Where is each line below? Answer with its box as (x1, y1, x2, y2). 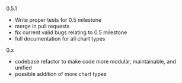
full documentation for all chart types (14, 35, 106, 42)
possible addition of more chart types (14, 71, 107, 77)
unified (14, 64, 33, 71)
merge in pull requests (14, 23, 70, 29)
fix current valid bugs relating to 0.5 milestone (14, 29, 127, 36)
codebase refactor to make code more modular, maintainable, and (14, 58, 177, 65)
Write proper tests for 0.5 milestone (14, 16, 102, 23)
